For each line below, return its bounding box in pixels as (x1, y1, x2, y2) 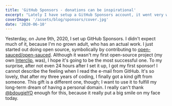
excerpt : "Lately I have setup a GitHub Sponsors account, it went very (5, 12, 164, 17)
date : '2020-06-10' (5, 21, 47, 27)
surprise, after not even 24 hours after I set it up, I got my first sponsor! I (5, 63, 158, 69)
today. (5, 95, 19, 101)
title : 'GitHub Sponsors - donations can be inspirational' (5, 7, 137, 13)
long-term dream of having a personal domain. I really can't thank (5, 85, 144, 91)
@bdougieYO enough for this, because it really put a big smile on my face (5, 90, 160, 96)
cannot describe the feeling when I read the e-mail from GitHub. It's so (5, 68, 155, 74)
